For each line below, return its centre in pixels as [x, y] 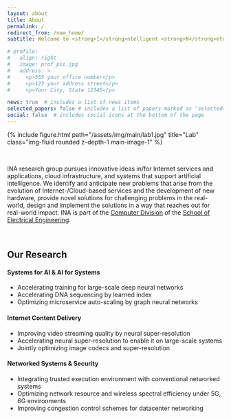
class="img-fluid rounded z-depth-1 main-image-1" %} [85, 142]
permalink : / [26, 26]
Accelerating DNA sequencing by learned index [85, 295]
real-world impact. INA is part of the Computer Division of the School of [109, 212]
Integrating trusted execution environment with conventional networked [118, 378]
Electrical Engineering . [39, 219]
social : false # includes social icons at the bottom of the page [106, 115]
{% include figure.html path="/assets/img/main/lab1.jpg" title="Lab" [103, 134]
